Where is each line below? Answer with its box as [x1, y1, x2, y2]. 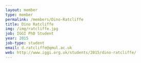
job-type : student [5, 41, 45, 46]
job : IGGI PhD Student [5, 31, 54, 36]
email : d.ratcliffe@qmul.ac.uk [5, 45, 72, 50]
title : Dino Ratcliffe [5, 21, 54, 27]
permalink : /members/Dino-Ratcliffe [5, 17, 84, 22]
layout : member [5, 7, 38, 13]
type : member [5, 12, 33, 17]
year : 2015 [5, 36, 29, 41]
